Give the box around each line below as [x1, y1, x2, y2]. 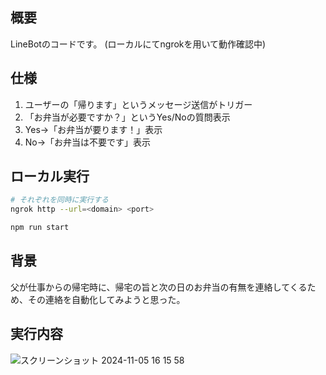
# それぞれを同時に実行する [10, 195, 110, 205]
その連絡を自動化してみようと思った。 [27, 293, 186, 305]
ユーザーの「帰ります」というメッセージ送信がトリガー [24, 98, 253, 110]
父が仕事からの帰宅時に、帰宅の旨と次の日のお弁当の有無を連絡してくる [10, 281, 308, 293]
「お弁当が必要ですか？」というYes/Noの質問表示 [24, 111, 231, 123]
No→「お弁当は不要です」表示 [24, 136, 152, 148]
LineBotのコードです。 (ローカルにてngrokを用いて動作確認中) [10, 38, 267, 50]
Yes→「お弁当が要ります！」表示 [24, 123, 163, 135]
